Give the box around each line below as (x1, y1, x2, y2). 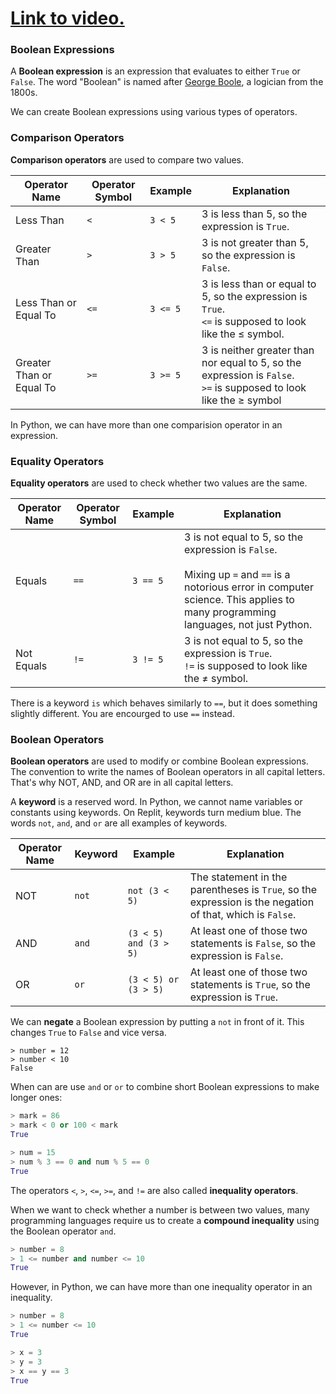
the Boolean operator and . (10, 1225, 117, 1237)
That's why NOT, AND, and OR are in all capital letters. (10, 777, 234, 789)
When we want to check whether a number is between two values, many (10, 1203, 310, 1216)
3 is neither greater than (201, 343, 315, 357)
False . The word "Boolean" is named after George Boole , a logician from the (10, 76, 324, 88)
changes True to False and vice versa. (10, 1027, 167, 1039)
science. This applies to (184, 593, 295, 607)
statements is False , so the (189, 937, 316, 951)
